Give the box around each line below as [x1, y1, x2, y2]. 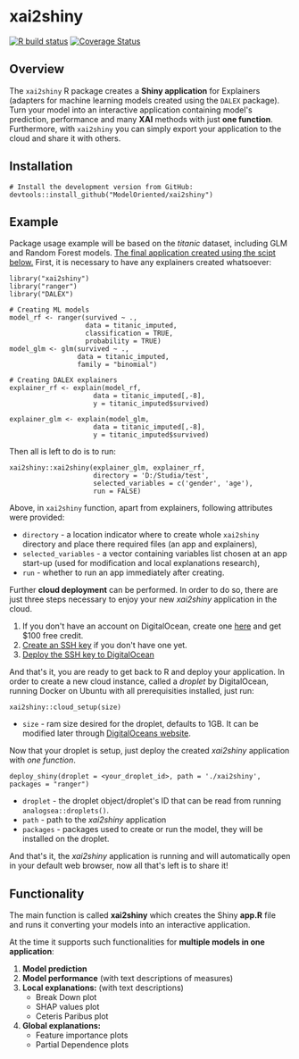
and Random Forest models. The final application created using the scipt [9, 247, 277, 258]
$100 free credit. [21, 630, 84, 641]
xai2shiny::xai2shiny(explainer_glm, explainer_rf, [9, 463, 205, 472]
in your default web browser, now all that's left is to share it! [9, 860, 229, 871]
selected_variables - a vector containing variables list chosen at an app [21, 548, 287, 559]
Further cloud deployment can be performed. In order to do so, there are [9, 585, 278, 596]
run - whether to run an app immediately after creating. [21, 567, 225, 578]
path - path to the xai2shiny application [21, 814, 167, 825]
